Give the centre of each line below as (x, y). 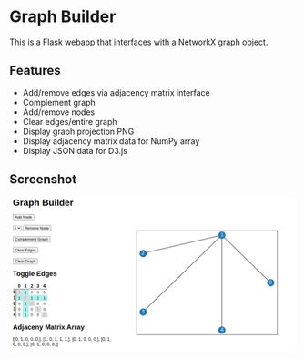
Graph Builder (63, 17)
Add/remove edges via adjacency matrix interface (117, 92)
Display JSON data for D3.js (75, 150)
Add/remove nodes (59, 112)
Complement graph (59, 102)
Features (35, 71)
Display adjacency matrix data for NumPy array (111, 141)
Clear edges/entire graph (70, 121)
